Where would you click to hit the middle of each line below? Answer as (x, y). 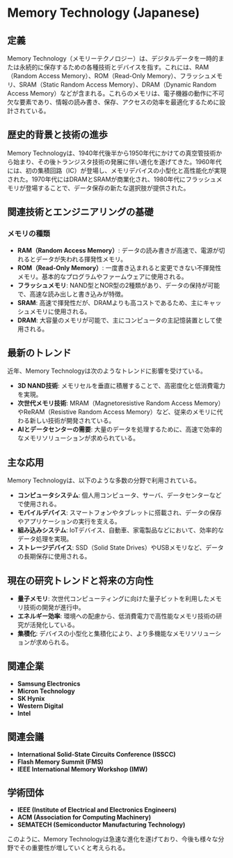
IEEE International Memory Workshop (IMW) (82, 769)
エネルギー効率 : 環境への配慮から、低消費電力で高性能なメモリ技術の (116, 616)
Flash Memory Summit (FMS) (60, 762)
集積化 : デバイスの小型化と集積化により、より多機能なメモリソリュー (116, 633)
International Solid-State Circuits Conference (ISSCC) (96, 754)
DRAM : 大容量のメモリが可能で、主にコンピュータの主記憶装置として (116, 320)
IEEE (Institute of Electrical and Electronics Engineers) (97, 810)
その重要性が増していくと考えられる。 (74, 848)
